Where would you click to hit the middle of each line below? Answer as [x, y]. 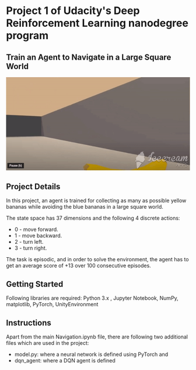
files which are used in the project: [48, 343]
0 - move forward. [36, 230]
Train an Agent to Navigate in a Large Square [89, 57]
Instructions [29, 323]
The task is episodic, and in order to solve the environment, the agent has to [97, 260]
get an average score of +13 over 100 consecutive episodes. [79, 266]
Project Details [33, 186]
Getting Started [35, 284]
